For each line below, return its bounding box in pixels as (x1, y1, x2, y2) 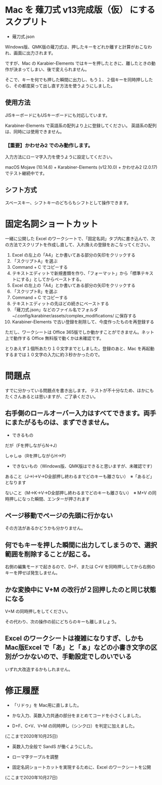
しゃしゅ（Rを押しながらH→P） (5, 453, 69, 458)
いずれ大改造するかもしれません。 (5, 666, 73, 672)
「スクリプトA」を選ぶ (12, 258, 58, 264)
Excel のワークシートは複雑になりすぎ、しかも (5, 634, 144, 643)
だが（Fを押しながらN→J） (5, 442, 60, 448)
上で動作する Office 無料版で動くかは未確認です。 (5, 335, 104, 341)
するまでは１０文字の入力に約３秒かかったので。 (5, 351, 103, 357)
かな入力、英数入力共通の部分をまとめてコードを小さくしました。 (12, 713, 144, 718)
